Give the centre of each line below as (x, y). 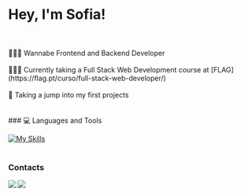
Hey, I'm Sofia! (57, 15)
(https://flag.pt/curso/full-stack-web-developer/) (87, 78)
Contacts (26, 167)
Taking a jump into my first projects (72, 94)
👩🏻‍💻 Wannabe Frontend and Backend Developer (87, 53)
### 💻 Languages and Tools (55, 120)
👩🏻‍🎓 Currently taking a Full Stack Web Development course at (109, 69)
